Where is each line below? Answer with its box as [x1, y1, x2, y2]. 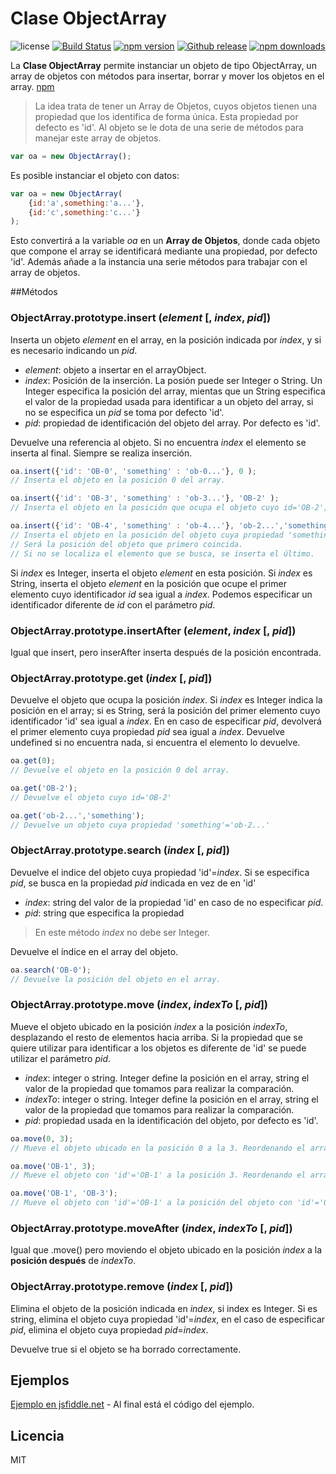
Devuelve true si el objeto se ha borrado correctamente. [10, 1343, 242, 1355]
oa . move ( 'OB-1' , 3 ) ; [10, 1161, 97, 1171]
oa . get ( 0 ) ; [10, 756, 56, 766]
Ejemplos [10, 1372, 70, 1389]
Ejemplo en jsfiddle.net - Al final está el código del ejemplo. [10, 1398, 255, 1411]
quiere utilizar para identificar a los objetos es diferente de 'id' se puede [10, 1042, 307, 1054]
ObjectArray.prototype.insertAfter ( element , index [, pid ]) [10, 623, 297, 637]
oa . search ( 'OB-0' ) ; [10, 965, 92, 975]
